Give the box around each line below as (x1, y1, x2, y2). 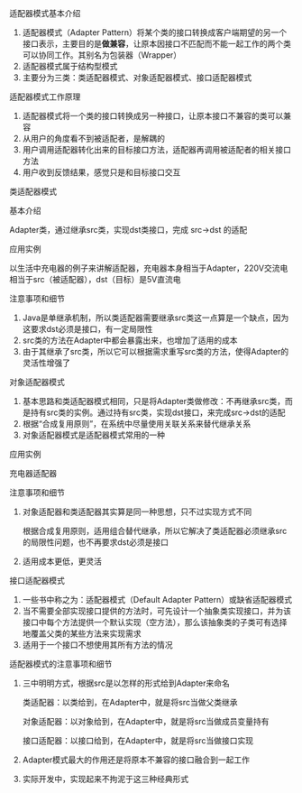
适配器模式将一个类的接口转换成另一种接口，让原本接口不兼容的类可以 (22, 111, 284, 121)
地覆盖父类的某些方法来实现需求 (22, 628, 142, 639)
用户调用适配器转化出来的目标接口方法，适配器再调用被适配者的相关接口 (22, 144, 291, 155)
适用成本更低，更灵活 (22, 556, 102, 567)
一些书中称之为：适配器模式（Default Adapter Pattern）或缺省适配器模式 (22, 595, 293, 604)
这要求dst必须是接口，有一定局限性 (22, 324, 153, 334)
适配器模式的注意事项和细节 (9, 659, 113, 669)
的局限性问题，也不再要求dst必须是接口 (22, 537, 169, 548)
